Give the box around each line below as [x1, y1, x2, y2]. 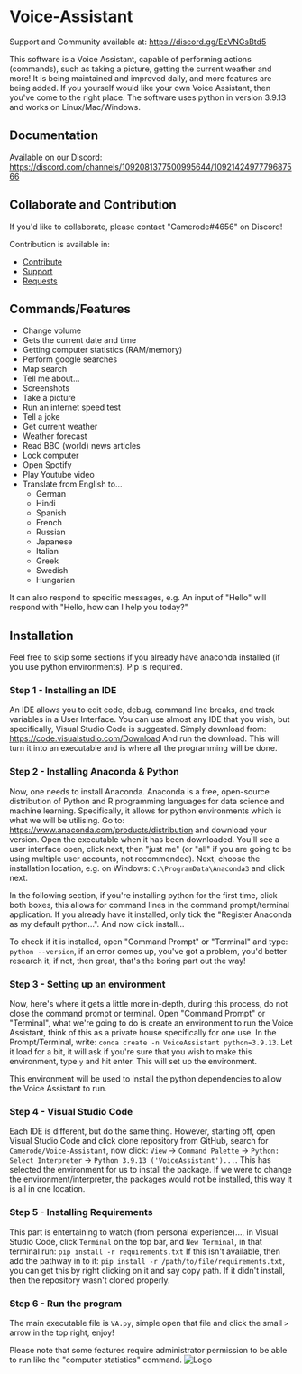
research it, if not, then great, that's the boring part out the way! [9, 955, 246, 966]
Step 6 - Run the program [9, 1297, 123, 1310]
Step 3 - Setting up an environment [9, 978, 166, 990]
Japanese [35, 536, 74, 547]
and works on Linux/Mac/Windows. [9, 101, 142, 112]
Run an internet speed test [22, 402, 122, 413]
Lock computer [22, 450, 79, 461]
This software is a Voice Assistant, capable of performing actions [9, 53, 252, 64]
